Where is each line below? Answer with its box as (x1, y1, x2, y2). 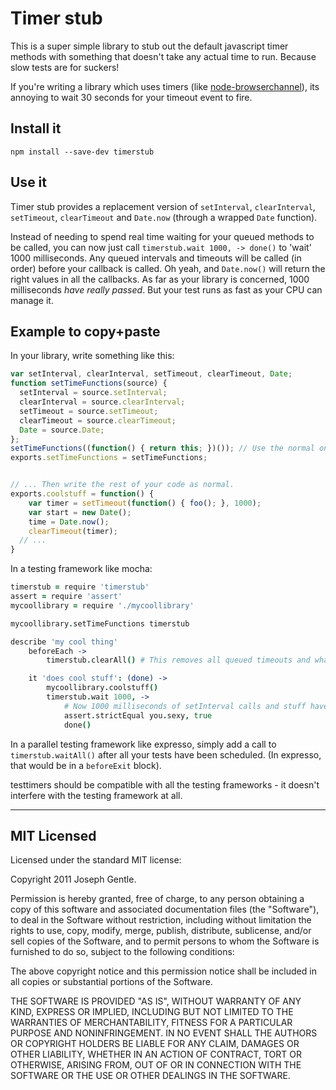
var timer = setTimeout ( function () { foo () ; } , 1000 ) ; (28, 498, 262, 508)
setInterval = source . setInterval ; (19, 388, 168, 398)
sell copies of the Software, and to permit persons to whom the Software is (10, 935, 320, 947)
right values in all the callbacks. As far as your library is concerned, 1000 (10, 273, 310, 285)
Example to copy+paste (10, 323, 161, 340)
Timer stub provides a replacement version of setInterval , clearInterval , (10, 200, 316, 212)
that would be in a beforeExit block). (10, 759, 162, 771)
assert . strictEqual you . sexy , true (63, 710, 213, 721)
